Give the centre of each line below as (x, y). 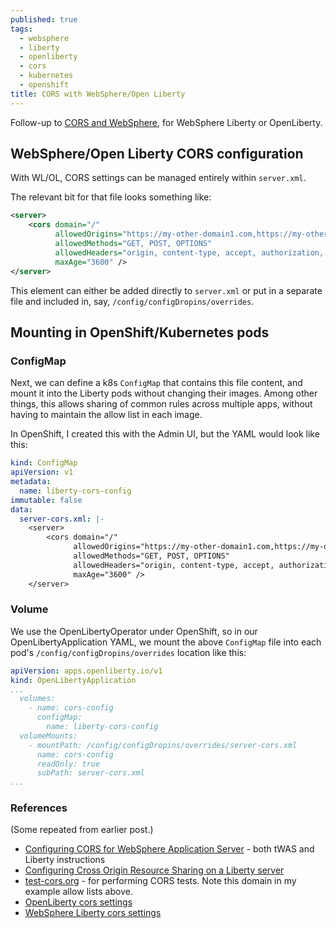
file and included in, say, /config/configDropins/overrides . (132, 301)
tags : (21, 29)
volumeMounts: (48, 736)
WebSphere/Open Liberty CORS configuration (157, 154)
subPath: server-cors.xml (90, 773)
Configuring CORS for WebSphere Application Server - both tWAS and (169, 849)
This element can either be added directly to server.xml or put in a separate (166, 290)
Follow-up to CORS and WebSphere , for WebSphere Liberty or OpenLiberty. (166, 122)
